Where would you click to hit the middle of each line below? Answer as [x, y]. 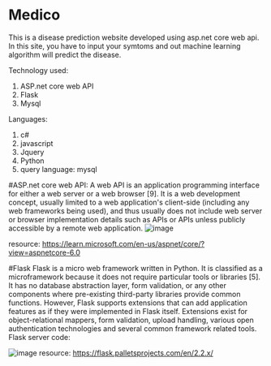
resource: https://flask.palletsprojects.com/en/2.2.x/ [126, 353]
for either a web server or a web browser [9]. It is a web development [125, 193]
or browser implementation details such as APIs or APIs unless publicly [127, 219]
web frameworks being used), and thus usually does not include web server [135, 211]
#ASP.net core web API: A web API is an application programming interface [134, 185]
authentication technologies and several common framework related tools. [133, 328]
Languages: [28, 118]
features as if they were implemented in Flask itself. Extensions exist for [128, 311]
